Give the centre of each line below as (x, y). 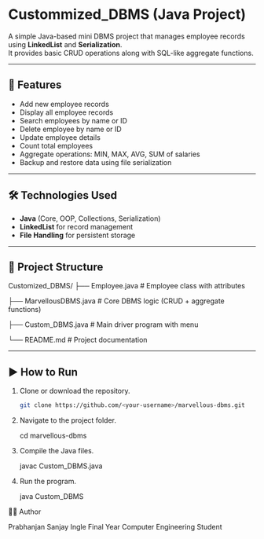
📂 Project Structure (56, 267)
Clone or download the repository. (75, 391)
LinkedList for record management (76, 226)
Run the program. (48, 482)
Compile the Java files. (57, 451)
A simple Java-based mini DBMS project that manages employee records (126, 36)
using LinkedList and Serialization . (65, 44)
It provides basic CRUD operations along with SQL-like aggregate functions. (131, 53)
